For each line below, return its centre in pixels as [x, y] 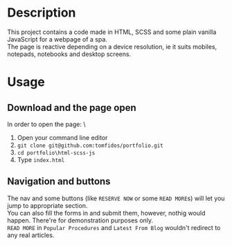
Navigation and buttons [59, 182]
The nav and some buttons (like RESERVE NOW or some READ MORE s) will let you [116, 198]
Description [42, 13]
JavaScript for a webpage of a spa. [57, 39]
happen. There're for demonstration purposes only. [80, 220]
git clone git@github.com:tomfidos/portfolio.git [90, 146]
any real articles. [31, 235]
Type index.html [41, 159]
